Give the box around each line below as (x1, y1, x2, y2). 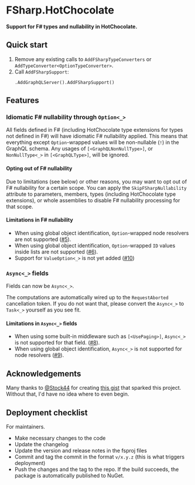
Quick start (6, 40, 48, 50)
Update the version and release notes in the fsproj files (14, 447, 148, 454)
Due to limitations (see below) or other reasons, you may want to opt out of (6, 178, 187, 185)
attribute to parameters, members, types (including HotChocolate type (6, 190, 176, 198)
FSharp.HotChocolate (6, 4, 114, 17)
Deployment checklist (6, 407, 88, 417)
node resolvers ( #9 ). (14, 352, 64, 359)
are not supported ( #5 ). (14, 236, 71, 243)
